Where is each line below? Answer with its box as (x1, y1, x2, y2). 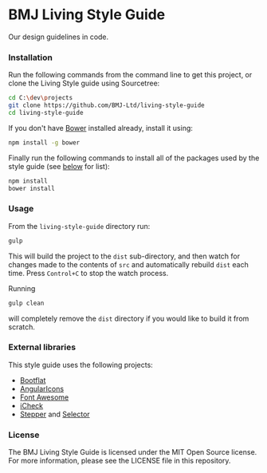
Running (8, 283, 36, 293)
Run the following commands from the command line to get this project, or (8, 70, 253, 80)
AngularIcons (19, 384, 65, 393)
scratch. (8, 321, 36, 332)
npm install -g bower (8, 138, 80, 147)
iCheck (19, 400, 44, 410)
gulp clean (8, 299, 45, 307)
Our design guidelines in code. (8, 32, 109, 41)
